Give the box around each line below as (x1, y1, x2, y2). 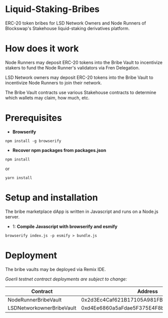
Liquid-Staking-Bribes (5, 3, 100, 15)
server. (5, 213, 20, 219)
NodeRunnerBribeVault (7, 296, 61, 303)
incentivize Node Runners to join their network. (5, 79, 102, 85)
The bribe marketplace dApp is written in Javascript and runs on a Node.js (5, 208, 158, 214)
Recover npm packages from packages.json (12, 147, 106, 153)
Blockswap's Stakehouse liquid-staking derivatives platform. (5, 25, 130, 31)
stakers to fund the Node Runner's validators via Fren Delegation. (5, 64, 140, 70)
